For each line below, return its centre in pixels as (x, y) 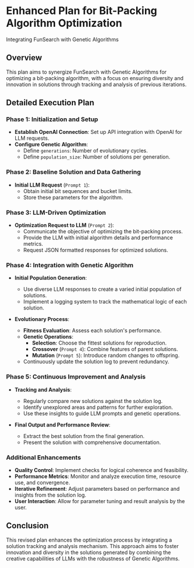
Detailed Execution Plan (50, 103)
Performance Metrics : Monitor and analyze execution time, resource (98, 476)
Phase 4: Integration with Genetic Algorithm (70, 265)
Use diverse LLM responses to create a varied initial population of (102, 289)
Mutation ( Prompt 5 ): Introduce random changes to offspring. (106, 356)
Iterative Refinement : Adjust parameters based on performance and (97, 488)
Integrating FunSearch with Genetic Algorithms (62, 39)
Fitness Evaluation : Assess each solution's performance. (92, 331)
